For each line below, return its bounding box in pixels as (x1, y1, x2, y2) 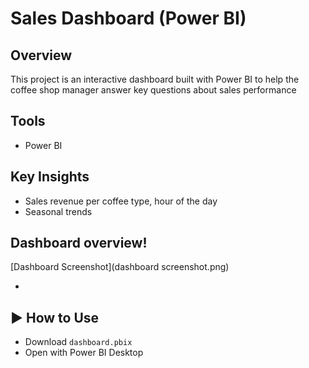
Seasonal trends (24, 205, 93, 217)
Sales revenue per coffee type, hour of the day (24, 195, 218, 207)
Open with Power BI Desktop (24, 347, 144, 359)
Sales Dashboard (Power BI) (10, 7, 247, 30)
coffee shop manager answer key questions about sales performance (10, 84, 297, 96)
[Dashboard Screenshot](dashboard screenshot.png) (10, 261, 230, 273)
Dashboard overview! (10, 235, 148, 252)
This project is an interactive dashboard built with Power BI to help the (10, 73, 300, 85)
